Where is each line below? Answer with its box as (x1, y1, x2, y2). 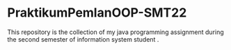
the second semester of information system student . (7, 35, 159, 43)
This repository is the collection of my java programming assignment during (7, 28, 224, 36)
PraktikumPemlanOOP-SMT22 (7, 5, 187, 21)
